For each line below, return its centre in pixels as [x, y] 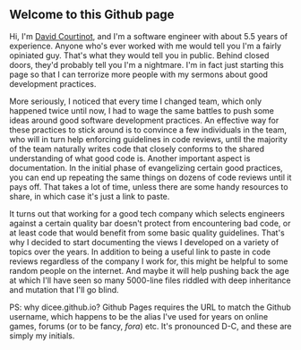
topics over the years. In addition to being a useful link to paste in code [140, 252]
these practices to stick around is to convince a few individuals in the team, [148, 130]
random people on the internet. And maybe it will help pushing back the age [149, 270]
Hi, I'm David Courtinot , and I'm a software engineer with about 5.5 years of [149, 36]
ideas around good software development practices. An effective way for [144, 120]
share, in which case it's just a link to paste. [90, 196]
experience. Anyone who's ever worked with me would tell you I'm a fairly [146, 46]
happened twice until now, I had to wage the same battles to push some [142, 110]
